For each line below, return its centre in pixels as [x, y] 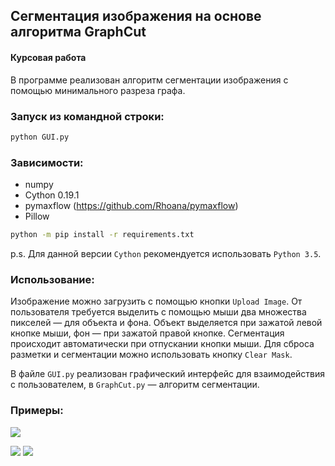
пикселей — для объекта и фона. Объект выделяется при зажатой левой [166, 323]
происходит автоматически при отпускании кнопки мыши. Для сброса [162, 344]
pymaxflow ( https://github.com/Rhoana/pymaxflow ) [131, 206]
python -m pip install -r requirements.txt [102, 235]
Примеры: [37, 411]
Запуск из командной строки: [87, 116]
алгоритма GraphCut [78, 32]
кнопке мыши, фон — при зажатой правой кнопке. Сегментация [147, 333]
